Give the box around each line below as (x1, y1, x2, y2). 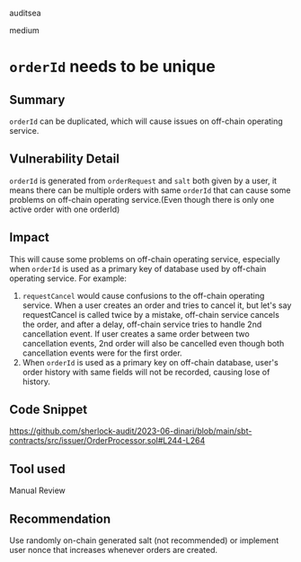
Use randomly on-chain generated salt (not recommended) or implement (9, 535, 279, 546)
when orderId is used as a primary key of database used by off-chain (9, 263, 267, 274)
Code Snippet (9, 402, 88, 417)
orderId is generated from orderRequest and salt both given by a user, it (9, 175, 277, 186)
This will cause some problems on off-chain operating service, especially (9, 253, 280, 264)
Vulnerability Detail (9, 152, 120, 167)
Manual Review (9, 485, 66, 496)
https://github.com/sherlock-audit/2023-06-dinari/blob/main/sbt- (9, 426, 252, 436)
